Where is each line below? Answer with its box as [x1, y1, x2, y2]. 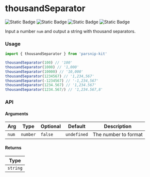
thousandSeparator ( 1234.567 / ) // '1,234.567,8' [5, 87, 103, 92]
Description [103, 123, 132, 130]
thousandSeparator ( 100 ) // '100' [5, 60, 73, 65]
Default [67, 123, 86, 130]
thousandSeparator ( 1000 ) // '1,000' [5, 64, 79, 69]
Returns [5, 145, 22, 150]
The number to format [92, 131, 143, 138]
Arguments [5, 111, 29, 116]
